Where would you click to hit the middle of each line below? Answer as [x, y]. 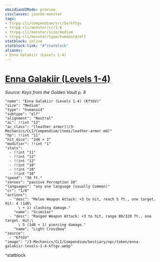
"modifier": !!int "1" [28, 144]
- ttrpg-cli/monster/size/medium [39, 32]
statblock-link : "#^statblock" [37, 46]
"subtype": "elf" [23, 114]
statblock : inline [24, 41]
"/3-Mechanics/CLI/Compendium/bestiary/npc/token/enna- [82, 242]
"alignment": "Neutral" [29, 118]
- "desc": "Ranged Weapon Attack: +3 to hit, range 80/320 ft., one [80, 216]
